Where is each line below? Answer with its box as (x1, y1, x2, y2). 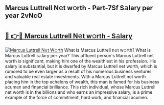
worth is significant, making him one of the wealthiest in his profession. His (5, 58, 156, 64)
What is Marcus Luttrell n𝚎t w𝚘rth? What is (64, 47, 151, 53)
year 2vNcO (5, 12, 43, 20)
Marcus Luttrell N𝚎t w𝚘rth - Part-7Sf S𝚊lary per (5, 4, 153, 12)
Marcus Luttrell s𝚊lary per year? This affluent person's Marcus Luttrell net (5, 53, 154, 58)
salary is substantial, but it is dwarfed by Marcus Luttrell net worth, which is (5, 63, 158, 69)
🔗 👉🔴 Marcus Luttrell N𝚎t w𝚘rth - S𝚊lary (5, 32, 133, 40)
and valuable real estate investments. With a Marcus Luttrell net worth (5, 74, 146, 80)
